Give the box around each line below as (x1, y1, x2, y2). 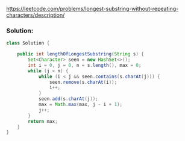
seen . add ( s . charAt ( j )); (38, 96, 98, 102)
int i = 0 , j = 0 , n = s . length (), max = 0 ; (28, 62, 142, 68)
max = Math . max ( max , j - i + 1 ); (38, 102, 122, 108)
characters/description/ (6, 11, 65, 19)
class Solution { (6, 40, 50, 46)
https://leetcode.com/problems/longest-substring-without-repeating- (6, 5, 179, 12)
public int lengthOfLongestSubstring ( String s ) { (17, 51, 145, 57)
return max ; (28, 118, 58, 124)
